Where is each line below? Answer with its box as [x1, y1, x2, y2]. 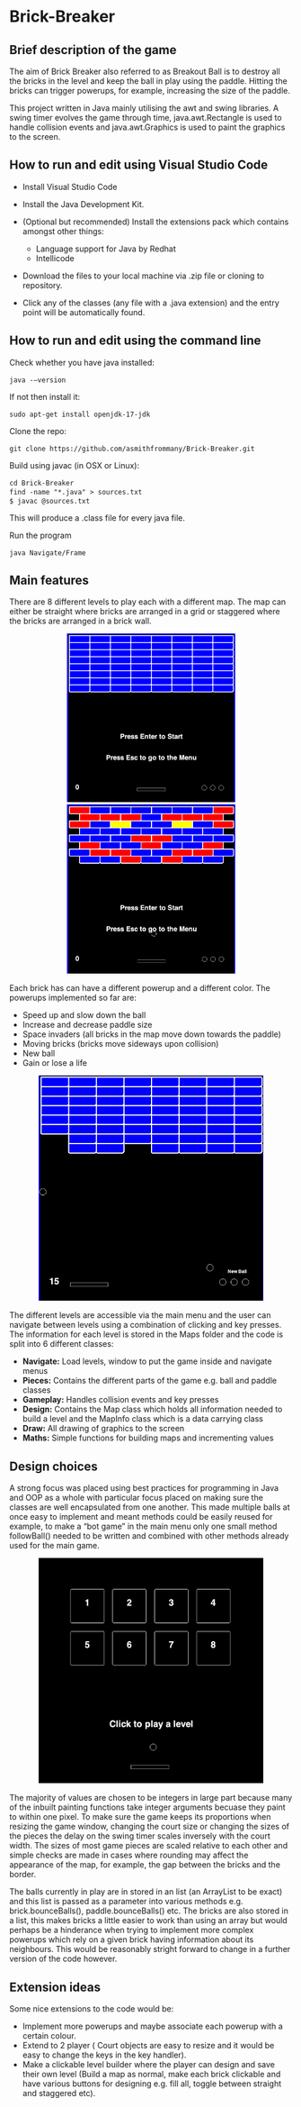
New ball [22, 1048, 56, 1059]
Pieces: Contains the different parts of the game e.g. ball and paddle [22, 1376, 277, 1386]
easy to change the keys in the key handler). [22, 2049, 187, 2060]
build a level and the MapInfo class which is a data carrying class [22, 1413, 263, 1424]
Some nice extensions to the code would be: [9, 2003, 174, 2014]
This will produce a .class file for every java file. [9, 512, 186, 523]
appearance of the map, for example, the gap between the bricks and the [9, 1859, 281, 1870]
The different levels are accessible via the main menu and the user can [9, 1310, 271, 1321]
